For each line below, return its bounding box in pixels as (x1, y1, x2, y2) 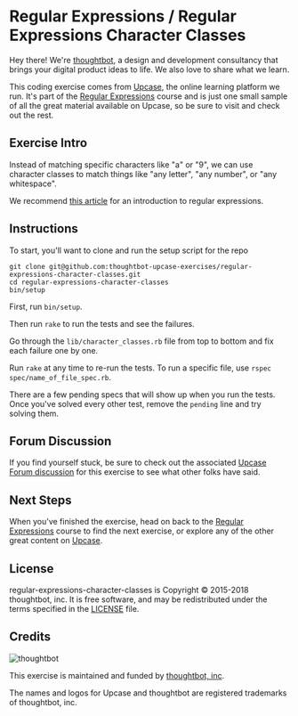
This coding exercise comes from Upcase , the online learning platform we (9, 81, 280, 92)
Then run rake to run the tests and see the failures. (9, 318, 196, 329)
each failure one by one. (9, 345, 99, 355)
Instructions (9, 221, 78, 237)
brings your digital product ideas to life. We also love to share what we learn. (9, 64, 290, 75)
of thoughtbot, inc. (9, 696, 77, 707)
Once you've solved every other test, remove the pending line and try (9, 398, 262, 409)
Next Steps (9, 492, 72, 508)
